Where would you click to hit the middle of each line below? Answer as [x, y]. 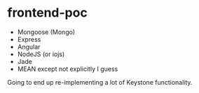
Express [29, 39]
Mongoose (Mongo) [46, 32]
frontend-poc [47, 13]
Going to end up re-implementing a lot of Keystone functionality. [100, 82]
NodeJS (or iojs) [41, 54]
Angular [29, 46]
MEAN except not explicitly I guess [68, 69]
